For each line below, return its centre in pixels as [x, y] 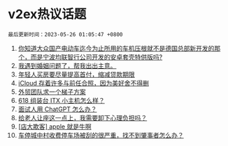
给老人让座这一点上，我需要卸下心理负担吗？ [83, 117]
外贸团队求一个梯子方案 [52, 92]
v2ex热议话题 [47, 14]
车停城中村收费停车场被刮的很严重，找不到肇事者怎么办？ [101, 135]
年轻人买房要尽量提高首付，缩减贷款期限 [76, 74]
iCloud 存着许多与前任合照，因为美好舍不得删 [83, 83]
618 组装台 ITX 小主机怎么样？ [61, 100]
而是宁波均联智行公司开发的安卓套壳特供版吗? [97, 57]
